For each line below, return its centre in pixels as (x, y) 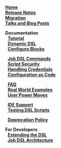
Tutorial (15, 38)
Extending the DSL (27, 135)
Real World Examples (30, 90)
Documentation (22, 33)
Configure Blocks (26, 49)
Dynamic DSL (22, 44)
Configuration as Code (31, 75)
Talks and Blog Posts (27, 23)
